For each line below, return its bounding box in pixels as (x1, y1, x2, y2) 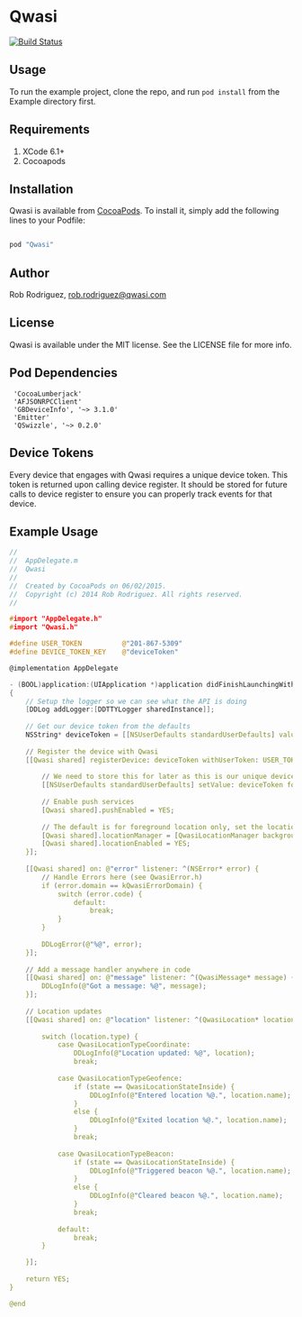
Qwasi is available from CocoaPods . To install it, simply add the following (9, 206, 280, 216)
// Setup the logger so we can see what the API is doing (25, 697, 247, 706)
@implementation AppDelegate (9, 663, 119, 672)
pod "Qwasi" (9, 241, 54, 250)
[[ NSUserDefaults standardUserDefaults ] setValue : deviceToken (41, 781, 283, 790)
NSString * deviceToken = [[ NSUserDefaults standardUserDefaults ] (25, 730, 276, 740)
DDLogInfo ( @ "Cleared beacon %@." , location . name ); (89, 1192, 283, 1201)
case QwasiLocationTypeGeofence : (57, 1074, 182, 1083)
